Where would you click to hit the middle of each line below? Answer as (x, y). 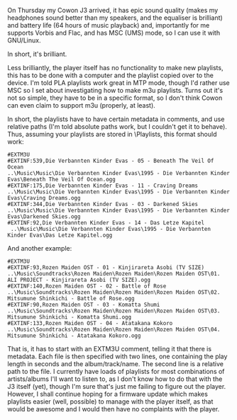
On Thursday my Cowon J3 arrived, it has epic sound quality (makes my (113, 10)
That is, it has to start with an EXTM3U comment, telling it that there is (109, 349)
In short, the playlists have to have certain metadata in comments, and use (116, 119)
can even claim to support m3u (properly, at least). (82, 105)
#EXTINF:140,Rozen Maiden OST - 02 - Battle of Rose (87, 286)
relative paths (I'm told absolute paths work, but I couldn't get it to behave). (117, 126)
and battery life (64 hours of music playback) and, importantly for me (109, 25)
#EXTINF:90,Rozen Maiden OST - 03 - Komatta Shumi (84, 305)
